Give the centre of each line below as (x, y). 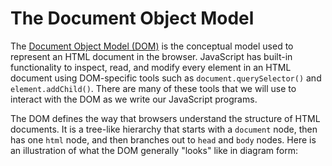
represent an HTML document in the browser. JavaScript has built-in (151, 56)
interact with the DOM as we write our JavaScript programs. (134, 99)
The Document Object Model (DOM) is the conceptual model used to (152, 46)
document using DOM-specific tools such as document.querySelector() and (166, 78)
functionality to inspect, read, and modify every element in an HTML (151, 67)
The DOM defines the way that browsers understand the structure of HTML (165, 118)
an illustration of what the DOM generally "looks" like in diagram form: (154, 150)
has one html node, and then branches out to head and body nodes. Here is (163, 139)
